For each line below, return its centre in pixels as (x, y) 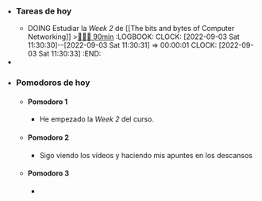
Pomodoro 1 (48, 102)
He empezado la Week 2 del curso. (97, 119)
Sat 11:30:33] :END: (70, 54)
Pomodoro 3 (48, 173)
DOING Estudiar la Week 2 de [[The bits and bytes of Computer (131, 29)
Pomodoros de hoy (53, 83)
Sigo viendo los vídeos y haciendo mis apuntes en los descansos (146, 155)
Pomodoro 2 (48, 137)
